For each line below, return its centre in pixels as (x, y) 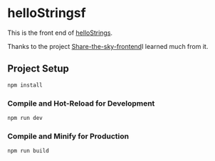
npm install (25, 85)
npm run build (28, 151)
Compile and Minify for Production (68, 136)
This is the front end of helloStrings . (60, 33)
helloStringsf (47, 13)
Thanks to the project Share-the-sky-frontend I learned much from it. (108, 46)
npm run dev (25, 118)
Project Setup (38, 69)
